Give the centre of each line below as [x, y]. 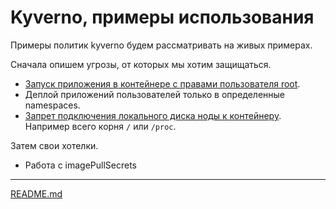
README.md [36, 193]
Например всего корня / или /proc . [100, 126]
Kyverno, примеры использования [162, 17]
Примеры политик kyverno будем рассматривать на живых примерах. [161, 45]
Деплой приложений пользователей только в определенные [154, 94]
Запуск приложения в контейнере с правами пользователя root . [162, 83]
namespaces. [52, 105]
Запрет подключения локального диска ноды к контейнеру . [153, 115]
